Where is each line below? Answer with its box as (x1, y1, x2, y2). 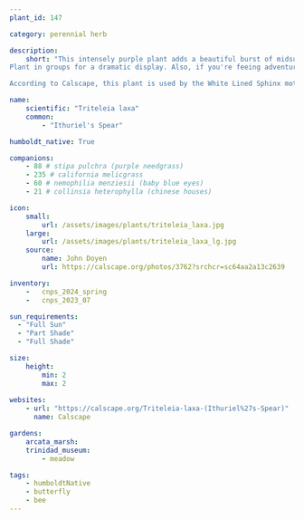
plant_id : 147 (9, 13, 63, 23)
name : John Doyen (42, 255, 107, 264)
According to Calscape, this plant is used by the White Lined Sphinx (9, 79, 281, 89)
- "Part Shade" (17, 329, 75, 338)
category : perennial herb (9, 29, 107, 39)
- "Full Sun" (17, 321, 67, 330)
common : (25, 112, 54, 121)
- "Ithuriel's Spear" (42, 120, 124, 130)
